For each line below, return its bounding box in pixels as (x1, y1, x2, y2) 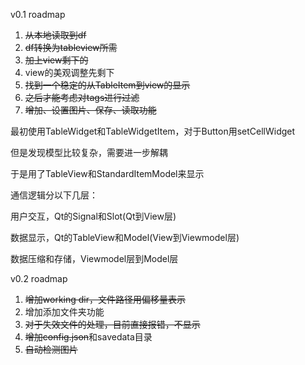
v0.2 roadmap (10, 273, 68, 284)
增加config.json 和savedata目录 (24, 331, 153, 343)
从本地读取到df (24, 29, 87, 41)
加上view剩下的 (24, 54, 89, 66)
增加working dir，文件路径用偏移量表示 (24, 294, 186, 305)
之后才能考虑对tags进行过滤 (24, 92, 140, 103)
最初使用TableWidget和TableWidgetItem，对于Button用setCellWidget (10, 125, 296, 137)
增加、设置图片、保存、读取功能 (24, 104, 157, 116)
